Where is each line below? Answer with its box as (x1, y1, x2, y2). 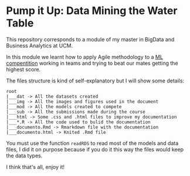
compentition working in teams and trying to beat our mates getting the (6, 60, 178, 67)
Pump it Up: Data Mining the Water (6, 4, 178, 18)
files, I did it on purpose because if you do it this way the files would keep (6, 146, 184, 153)
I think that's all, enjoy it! (6, 163, 65, 170)
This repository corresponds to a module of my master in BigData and (6, 36, 175, 43)
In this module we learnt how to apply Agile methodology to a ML (6, 53, 163, 60)
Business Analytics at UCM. (6, 42, 73, 49)
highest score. (6, 65, 41, 73)
